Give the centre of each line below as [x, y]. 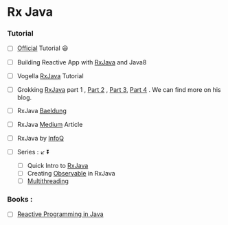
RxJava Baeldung [42, 110]
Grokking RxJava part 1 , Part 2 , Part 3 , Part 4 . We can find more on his [119, 89]
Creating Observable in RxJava [71, 174]
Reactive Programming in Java [60, 214]
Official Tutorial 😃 [43, 48]
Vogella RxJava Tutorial [50, 75]
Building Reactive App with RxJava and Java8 [82, 62]
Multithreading [48, 181]
